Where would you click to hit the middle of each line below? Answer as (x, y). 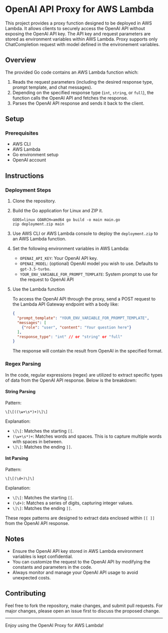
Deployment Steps (28, 190)
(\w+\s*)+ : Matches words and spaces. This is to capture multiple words (87, 436)
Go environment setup (35, 155)
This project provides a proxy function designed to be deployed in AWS (79, 23)
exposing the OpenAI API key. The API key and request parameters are (78, 34)
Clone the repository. (34, 201)
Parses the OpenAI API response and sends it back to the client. (78, 103)
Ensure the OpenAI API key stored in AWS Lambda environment (78, 551)
